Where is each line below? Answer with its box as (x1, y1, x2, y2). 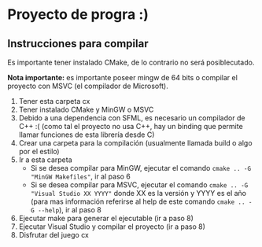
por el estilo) (18, 147, 60, 156)
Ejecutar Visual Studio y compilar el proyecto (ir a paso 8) (18, 222, 206, 231)
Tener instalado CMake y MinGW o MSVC (18, 105, 154, 114)
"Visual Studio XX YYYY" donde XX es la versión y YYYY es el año (30, 189, 247, 197)
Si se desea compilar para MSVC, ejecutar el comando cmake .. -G (30, 180, 249, 190)
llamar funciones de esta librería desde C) (18, 130, 155, 139)
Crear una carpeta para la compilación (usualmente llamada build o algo (18, 138, 253, 147)
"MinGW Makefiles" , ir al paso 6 (30, 171, 131, 181)
